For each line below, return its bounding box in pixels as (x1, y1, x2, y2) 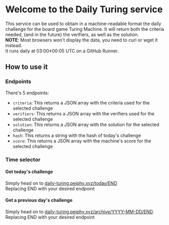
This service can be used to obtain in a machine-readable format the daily (5, 21, 161, 27)
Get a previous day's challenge (5, 197, 73, 203)
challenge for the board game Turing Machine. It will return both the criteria (5, 26, 164, 32)
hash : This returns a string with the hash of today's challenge (12, 132, 141, 138)
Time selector (5, 156, 41, 163)
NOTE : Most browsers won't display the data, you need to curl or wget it (5, 37, 158, 43)
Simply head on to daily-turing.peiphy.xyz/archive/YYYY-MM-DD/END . (5, 209, 155, 215)
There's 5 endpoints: (5, 90, 49, 96)
